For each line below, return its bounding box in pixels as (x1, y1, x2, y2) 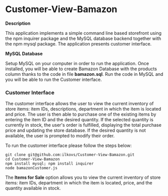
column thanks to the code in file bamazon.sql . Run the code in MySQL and (5, 71, 163, 77)
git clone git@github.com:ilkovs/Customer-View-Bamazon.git (5, 153, 135, 158)
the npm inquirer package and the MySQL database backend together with (5, 35, 161, 41)
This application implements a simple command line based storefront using (5, 30, 162, 36)
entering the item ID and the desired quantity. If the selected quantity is (5, 117, 153, 123)
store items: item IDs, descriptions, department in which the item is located (5, 106, 161, 112)
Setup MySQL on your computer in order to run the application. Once (5, 60, 149, 66)
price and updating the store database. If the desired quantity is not (5, 127, 146, 133)
